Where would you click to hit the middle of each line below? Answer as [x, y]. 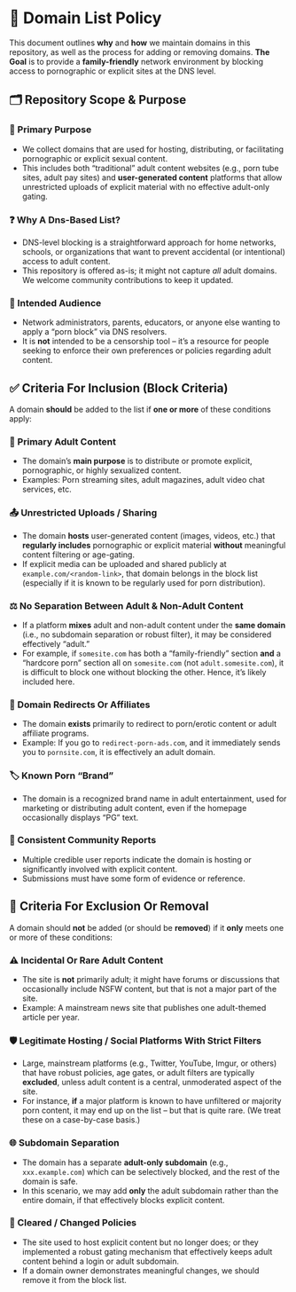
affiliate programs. [55, 733]
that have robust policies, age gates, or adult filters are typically [138, 1073]
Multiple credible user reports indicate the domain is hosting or [137, 859]
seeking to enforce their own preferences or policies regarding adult [147, 351]
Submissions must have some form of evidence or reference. [133, 878]
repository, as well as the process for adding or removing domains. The [140, 51]
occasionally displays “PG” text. [80, 817]
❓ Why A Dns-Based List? [65, 219]
